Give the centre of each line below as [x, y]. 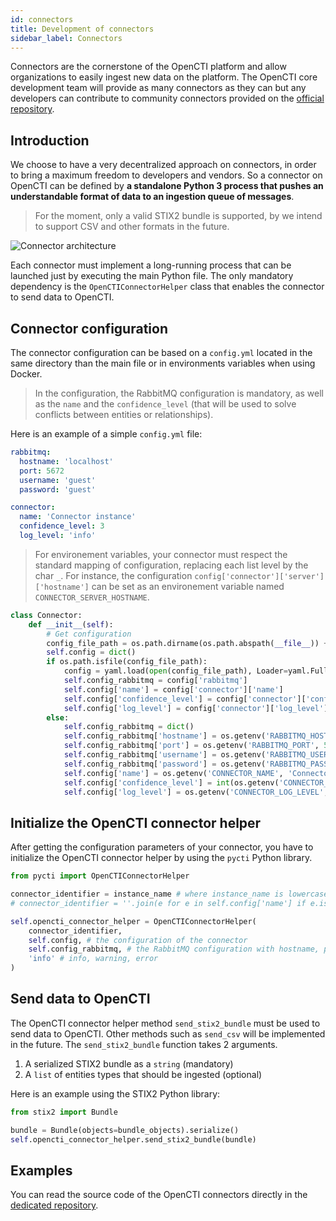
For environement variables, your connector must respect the [161, 554]
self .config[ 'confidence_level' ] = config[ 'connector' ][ [185, 699]
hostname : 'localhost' [66, 461]
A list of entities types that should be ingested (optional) [143, 1074]
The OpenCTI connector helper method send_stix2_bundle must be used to [165, 1023]
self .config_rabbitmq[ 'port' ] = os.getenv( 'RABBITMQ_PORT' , [191, 746]
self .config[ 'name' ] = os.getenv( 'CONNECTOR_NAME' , [173, 773]
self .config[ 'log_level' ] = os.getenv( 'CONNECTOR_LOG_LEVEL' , [196, 792]
